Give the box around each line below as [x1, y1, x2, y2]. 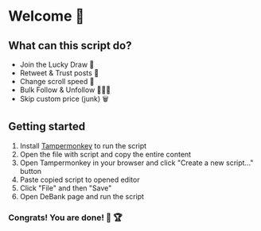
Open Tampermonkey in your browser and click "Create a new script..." [19, 158, 254, 167]
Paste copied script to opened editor [19, 175, 140, 184]
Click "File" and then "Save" [19, 183, 112, 193]
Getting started [8, 120, 86, 133]
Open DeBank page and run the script [19, 191, 145, 201]
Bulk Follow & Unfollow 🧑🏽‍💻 [19, 85, 111, 94]
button [19, 166, 42, 175]
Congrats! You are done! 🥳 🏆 [8, 212, 123, 223]
